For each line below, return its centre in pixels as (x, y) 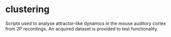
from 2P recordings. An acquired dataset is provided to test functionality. (82, 28)
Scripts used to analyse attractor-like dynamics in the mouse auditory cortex (86, 23)
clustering (28, 9)
